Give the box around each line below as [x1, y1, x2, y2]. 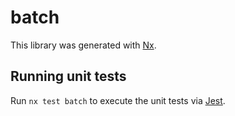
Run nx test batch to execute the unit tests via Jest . [10, 94, 226, 106]
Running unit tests [10, 68, 127, 85]
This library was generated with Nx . [10, 39, 157, 51]
